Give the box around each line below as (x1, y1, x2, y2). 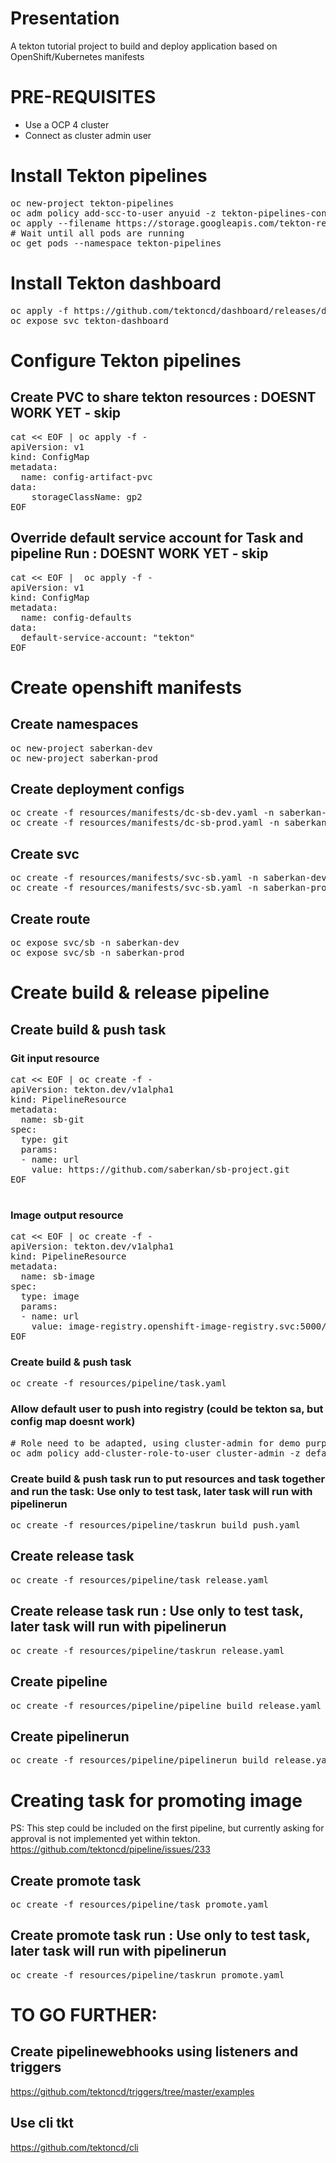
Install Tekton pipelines (10, 165, 208, 187)
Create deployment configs (10, 780, 185, 797)
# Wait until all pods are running (10, 227, 185, 239)
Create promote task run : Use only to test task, (10, 1927, 311, 1944)
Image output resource (10, 1208, 124, 1222)
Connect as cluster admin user (24, 129, 152, 141)
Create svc (10, 845, 80, 862)
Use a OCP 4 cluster (24, 118, 110, 131)
